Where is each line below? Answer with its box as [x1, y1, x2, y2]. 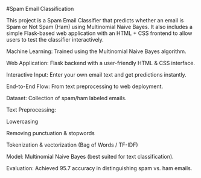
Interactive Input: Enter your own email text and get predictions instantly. [6, 71, 187, 78]
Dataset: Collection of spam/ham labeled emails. [6, 95, 127, 101]
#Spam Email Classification [6, 5, 74, 12]
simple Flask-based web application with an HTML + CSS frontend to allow [6, 30, 193, 37]
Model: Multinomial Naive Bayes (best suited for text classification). [6, 153, 174, 160]
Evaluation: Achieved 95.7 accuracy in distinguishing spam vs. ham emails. [6, 165, 193, 171]
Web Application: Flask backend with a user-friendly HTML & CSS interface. [6, 60, 195, 66]
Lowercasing [6, 118, 39, 125]
